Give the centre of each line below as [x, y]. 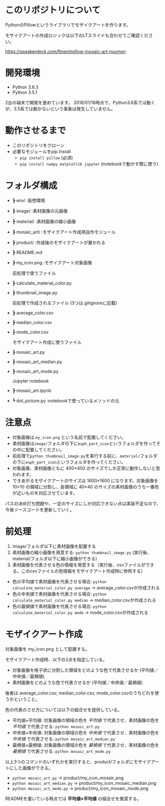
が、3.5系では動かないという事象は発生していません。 [60, 108]
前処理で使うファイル [34, 273]
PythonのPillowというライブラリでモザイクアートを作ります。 [68, 25]
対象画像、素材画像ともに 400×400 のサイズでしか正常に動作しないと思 [86, 468]
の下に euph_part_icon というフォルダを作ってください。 [69, 462]
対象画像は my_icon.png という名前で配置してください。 [69, 437]
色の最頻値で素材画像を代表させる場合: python [59, 606]
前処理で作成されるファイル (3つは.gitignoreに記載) [65, 303]
